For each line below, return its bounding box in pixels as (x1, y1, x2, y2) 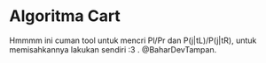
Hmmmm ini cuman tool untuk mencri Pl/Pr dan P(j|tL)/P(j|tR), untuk (9, 35, 257, 45)
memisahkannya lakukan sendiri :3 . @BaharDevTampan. (9, 44, 217, 54)
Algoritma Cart (9, 6, 121, 26)
